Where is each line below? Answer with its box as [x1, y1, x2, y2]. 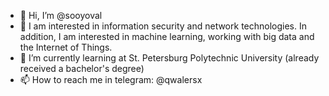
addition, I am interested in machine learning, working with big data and [19, 31, 315, 42]
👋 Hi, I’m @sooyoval [19, 10, 103, 21]
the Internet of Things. [19, 41, 113, 53]
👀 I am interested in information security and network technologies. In [19, 20, 307, 32]
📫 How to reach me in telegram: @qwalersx [19, 74, 203, 85]
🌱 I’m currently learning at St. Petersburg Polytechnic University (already [19, 52, 320, 64]
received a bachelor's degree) [19, 63, 145, 74]
